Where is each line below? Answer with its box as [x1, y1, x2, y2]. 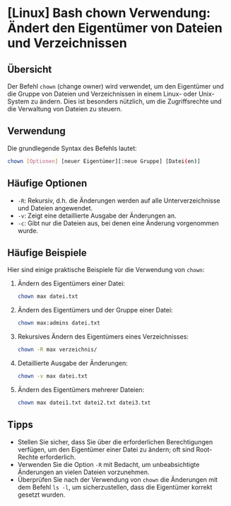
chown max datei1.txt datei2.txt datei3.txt [17, 399, 151, 406]
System [7, 97, 30, 106]
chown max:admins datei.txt [17, 320, 100, 327]
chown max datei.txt [17, 293, 78, 300]
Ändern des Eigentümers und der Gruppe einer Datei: [17, 306, 173, 315]
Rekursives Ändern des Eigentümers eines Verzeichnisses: [17, 332, 189, 341]
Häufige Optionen [7, 177, 88, 189]
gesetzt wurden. [17, 490, 66, 499]
